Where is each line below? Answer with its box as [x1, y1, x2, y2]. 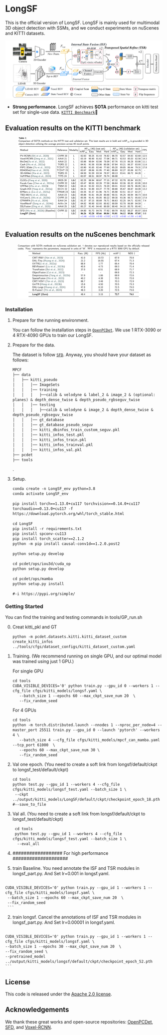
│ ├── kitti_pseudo [12, 377, 57, 382]
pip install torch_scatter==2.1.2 [12, 536, 84, 541]
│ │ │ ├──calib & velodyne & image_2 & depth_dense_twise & [12, 407, 154, 412]
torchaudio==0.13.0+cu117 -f [12, 506, 73, 511]
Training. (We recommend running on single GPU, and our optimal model [12, 653, 162, 659]
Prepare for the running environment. [12, 317, 89, 323]
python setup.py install [12, 581, 64, 586]
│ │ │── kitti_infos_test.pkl [12, 432, 84, 437]
